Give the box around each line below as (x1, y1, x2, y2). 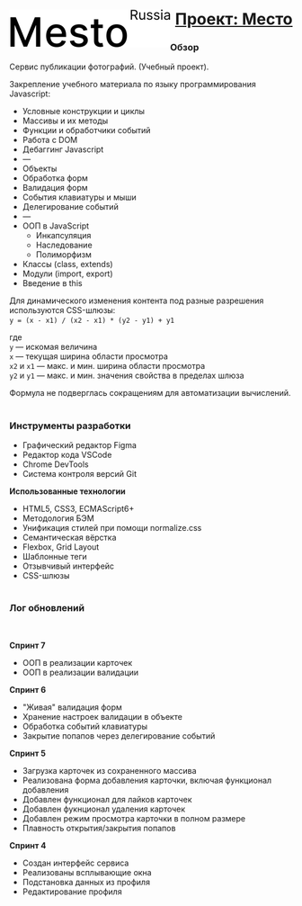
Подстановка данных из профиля (22, 876, 151, 887)
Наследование (35, 239, 93, 251)
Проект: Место (174, 9, 293, 30)
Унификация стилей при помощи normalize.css (22, 523, 202, 534)
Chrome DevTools (22, 459, 89, 470)
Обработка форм (22, 173, 88, 184)
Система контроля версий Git (22, 469, 138, 480)
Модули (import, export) (22, 268, 114, 279)
